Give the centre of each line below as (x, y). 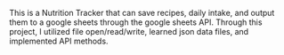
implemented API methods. (59, 41)
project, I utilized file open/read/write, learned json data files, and (129, 31)
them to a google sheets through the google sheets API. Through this (136, 22)
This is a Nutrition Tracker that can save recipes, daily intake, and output (142, 13)
